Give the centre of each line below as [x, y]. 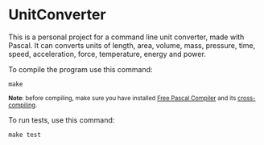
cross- [246, 98]
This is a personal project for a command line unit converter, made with [126, 37]
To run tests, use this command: [62, 120]
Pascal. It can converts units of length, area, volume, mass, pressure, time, [132, 45]
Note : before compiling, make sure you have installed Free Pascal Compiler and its [122, 98]
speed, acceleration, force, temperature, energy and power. [107, 54]
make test [25, 135]
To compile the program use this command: [80, 69]
